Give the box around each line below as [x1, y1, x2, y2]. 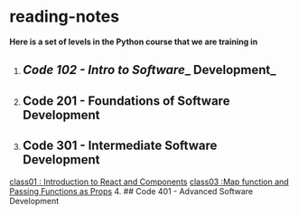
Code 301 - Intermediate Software [22, 138, 218, 154]
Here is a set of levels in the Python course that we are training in [9, 36, 258, 47]
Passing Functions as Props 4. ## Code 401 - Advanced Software [9, 185, 254, 196]
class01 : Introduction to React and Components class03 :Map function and [9, 176, 289, 187]
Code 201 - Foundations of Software [22, 93, 230, 108]
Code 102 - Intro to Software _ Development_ [22, 62, 277, 78]
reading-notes [9, 6, 120, 27]
